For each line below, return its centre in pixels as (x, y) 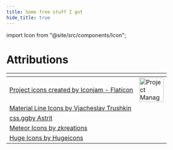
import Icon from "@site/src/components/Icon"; (66, 35)
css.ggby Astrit (31, 118)
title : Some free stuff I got (45, 12)
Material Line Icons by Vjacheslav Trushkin (71, 109)
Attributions (37, 59)
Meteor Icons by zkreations (48, 128)
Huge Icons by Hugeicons (46, 138)
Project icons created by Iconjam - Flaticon (71, 90)
